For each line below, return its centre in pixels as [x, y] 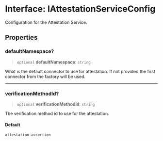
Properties [21, 38]
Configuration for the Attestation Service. [46, 22]
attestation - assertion [28, 135]
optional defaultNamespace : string [54, 62]
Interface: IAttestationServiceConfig [80, 9]
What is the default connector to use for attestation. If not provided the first [80, 71]
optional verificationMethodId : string [56, 104]
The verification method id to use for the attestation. [57, 113]
